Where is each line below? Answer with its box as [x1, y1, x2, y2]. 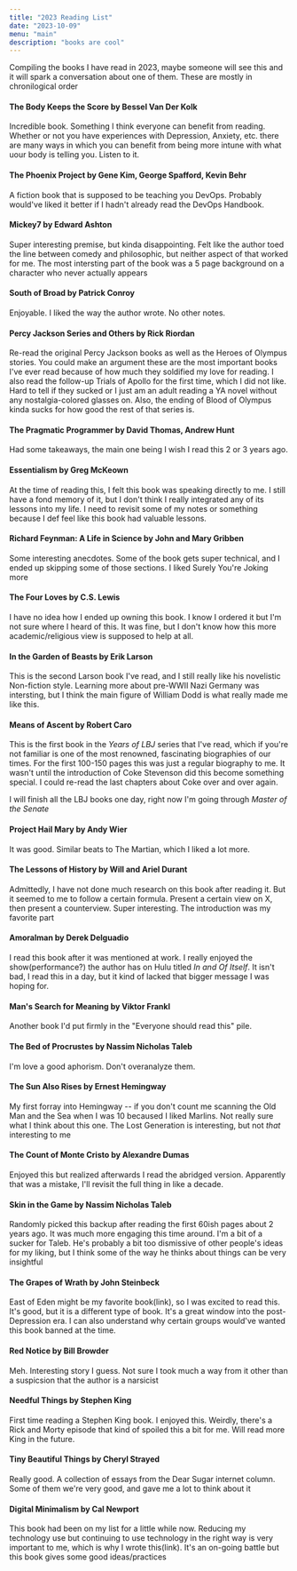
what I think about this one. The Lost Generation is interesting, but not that [9, 1120, 281, 1130]
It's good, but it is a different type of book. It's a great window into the [9, 1306, 265, 1317]
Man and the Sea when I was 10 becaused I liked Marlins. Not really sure [9, 1110, 274, 1120]
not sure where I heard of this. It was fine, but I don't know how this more [9, 621, 277, 632]
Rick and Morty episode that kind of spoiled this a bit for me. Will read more [9, 1423, 285, 1435]
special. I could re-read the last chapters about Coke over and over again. [9, 777, 278, 787]
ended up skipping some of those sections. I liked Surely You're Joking [9, 562, 269, 573]
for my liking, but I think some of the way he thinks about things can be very [9, 1248, 286, 1258]
